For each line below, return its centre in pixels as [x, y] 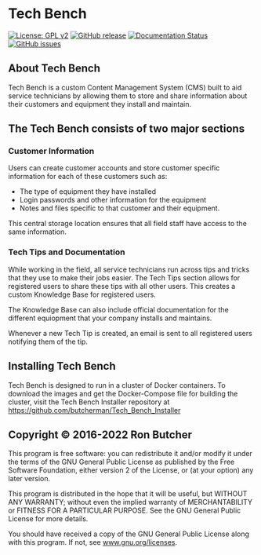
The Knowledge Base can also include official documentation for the [118, 309]
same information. [37, 232]
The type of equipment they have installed [88, 192]
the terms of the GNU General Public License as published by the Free [121, 462]
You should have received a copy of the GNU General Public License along [129, 534]
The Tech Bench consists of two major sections [127, 129]
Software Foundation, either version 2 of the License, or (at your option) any [131, 470]
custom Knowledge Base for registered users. [82, 294]
